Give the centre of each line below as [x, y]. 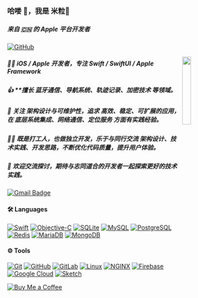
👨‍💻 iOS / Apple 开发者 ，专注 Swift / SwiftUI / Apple [81, 63]
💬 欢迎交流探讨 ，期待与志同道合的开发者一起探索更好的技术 [92, 166]
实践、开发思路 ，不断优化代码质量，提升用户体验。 [86, 147]
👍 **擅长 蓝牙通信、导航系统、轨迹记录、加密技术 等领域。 [92, 90]
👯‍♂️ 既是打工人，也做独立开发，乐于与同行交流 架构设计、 [89, 139]
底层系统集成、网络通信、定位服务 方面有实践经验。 [89, 120]
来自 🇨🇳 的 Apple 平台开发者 [49, 29]
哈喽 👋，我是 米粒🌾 [39, 10]
